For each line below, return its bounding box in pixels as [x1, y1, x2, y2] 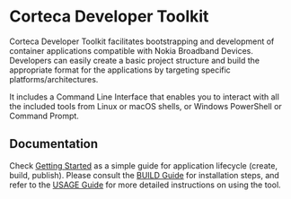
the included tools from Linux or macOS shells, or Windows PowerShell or [9, 100, 283, 111]
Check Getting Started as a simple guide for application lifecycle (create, [9, 160, 278, 171]
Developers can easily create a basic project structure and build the [9, 55, 260, 65]
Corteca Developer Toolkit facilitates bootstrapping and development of [9, 36, 275, 47]
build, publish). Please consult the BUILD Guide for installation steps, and [9, 169, 280, 180]
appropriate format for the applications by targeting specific [9, 65, 231, 75]
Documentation [9, 136, 99, 151]
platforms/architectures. [9, 74, 99, 84]
